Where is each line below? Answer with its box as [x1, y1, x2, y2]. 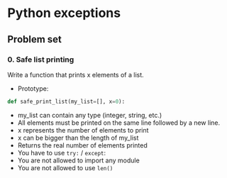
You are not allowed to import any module [17, 156, 140, 165]
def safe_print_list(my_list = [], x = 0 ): [7, 98, 126, 105]
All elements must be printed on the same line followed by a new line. [17, 118, 221, 127]
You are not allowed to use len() [17, 163, 113, 172]
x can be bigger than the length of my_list [17, 133, 139, 142]
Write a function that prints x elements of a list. [7, 70, 144, 79]
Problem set [7, 33, 62, 45]
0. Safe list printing [7, 55, 74, 65]
